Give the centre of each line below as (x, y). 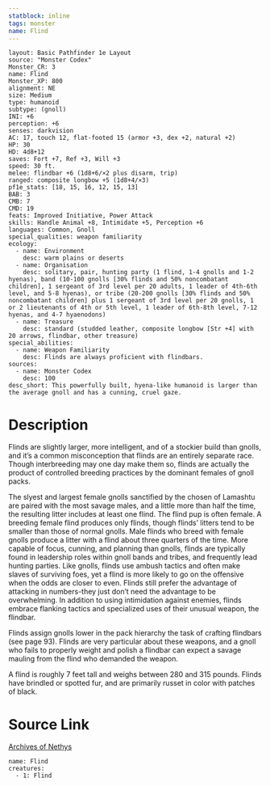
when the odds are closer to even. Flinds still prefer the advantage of (123, 583)
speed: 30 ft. (32, 167)
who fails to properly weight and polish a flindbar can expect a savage (125, 650)
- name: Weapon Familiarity (63, 350)
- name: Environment (50, 251)
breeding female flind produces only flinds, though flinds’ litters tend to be (132, 523)
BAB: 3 (19, 195)
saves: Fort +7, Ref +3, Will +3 (64, 159)
